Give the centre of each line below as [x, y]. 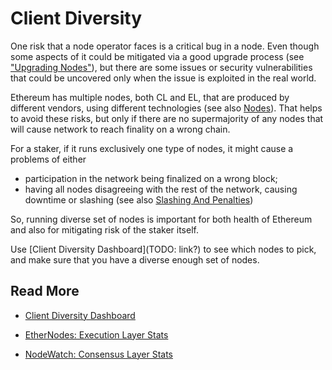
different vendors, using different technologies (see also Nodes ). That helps [166, 108]
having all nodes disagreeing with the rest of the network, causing [161, 189]
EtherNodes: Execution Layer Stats [96, 334]
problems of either [48, 159]
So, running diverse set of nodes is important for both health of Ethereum [161, 219]
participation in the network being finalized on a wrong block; [151, 178]
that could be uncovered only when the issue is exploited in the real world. [163, 78]
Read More [45, 291]
